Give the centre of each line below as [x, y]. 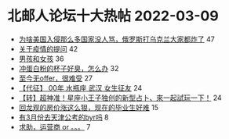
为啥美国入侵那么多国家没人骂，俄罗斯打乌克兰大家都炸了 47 [116, 39]
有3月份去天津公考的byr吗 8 [64, 117]
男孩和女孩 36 [41, 59]
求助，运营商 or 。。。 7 [55, 127]
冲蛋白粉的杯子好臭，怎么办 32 [69, 68]
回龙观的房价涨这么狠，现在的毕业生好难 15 [88, 107]
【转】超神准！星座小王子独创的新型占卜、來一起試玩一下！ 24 [120, 98]
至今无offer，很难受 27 [56, 78]
